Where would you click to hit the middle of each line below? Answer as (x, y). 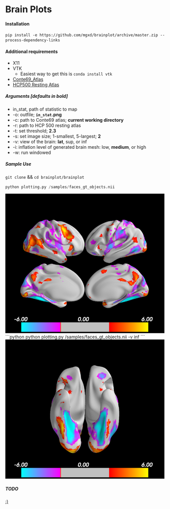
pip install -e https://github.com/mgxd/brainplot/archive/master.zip (82, 35)
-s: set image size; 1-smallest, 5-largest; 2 (56, 136)
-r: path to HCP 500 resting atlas (47, 125)
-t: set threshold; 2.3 (34, 130)
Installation (17, 23)
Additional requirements (32, 51)
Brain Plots (29, 9)
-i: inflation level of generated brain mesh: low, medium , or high (79, 147)
